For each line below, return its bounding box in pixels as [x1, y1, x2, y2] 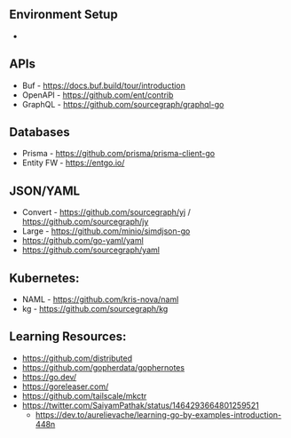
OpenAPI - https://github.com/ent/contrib [21, 89, 174, 100]
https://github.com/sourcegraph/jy [21, 217, 149, 227]
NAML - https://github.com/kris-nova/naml [21, 294, 179, 305]
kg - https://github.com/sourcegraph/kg [21, 304, 169, 315]
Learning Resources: [9, 329, 127, 345]
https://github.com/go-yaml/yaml [21, 235, 144, 246]
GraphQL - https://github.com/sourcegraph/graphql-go [21, 99, 224, 109]
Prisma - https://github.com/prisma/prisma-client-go [21, 148, 216, 159]
